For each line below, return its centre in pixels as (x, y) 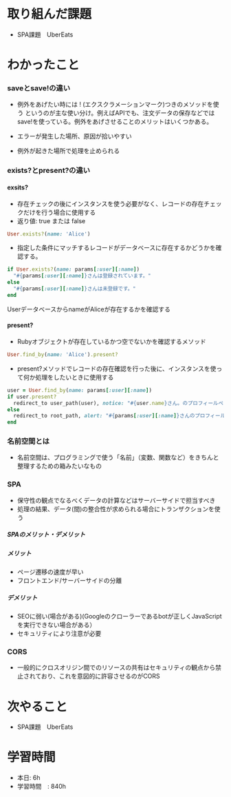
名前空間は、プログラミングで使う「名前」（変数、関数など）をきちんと (118, 457)
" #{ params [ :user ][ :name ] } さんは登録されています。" (82, 276)
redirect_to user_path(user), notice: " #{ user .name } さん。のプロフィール (116, 403)
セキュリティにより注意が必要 (59, 634)
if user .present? (32, 397)
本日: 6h (29, 778)
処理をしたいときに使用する (75, 377)
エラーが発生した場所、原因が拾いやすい (74, 136)
